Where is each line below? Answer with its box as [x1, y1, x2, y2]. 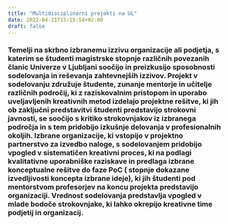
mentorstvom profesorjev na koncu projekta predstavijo [8, 182, 198, 192]
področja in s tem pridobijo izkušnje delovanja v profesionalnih [8, 123, 222, 132]
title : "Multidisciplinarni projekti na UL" [8, 10, 137, 17]
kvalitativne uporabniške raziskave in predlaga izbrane [8, 157, 195, 166]
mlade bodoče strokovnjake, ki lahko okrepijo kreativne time [8, 199, 213, 209]
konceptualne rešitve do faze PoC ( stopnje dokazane [8, 165, 190, 175]
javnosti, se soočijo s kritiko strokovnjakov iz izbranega [8, 114, 196, 123]
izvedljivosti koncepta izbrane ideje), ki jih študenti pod [8, 174, 196, 184]
